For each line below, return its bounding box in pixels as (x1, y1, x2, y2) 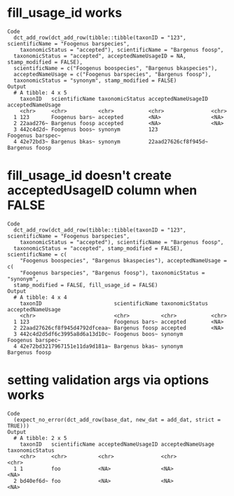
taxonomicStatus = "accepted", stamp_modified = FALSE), (13, 245, 184, 252)
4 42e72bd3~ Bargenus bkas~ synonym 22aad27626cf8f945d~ (13, 138, 209, 145)
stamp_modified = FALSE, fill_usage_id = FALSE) (13, 281, 158, 288)
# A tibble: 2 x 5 (13, 434, 68, 441)
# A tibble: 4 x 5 (13, 89, 68, 96)
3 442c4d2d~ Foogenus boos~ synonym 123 (13, 126, 158, 133)
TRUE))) (7, 422, 30, 430)
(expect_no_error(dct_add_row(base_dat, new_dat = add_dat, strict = (13, 416, 221, 423)
